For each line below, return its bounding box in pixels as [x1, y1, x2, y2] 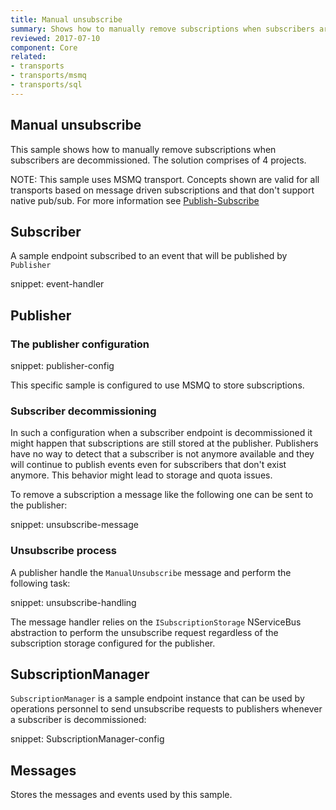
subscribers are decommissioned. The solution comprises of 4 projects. [10, 154, 307, 166]
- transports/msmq [10, 71, 87, 81]
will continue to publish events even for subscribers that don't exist [10, 459, 287, 471]
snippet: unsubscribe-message [10, 519, 139, 531]
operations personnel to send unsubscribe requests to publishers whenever [10, 703, 323, 715]
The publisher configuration [10, 337, 150, 351]
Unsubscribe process [10, 544, 118, 558]
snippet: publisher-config [10, 360, 115, 372]
